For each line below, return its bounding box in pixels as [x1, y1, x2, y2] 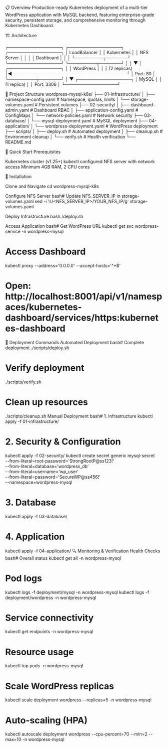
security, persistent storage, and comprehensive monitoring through [5, 17, 146, 23]
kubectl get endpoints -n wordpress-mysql [5, 629, 93, 635]
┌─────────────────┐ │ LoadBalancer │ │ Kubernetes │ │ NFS [5, 50, 149, 55]
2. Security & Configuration [5, 436, 121, 447]
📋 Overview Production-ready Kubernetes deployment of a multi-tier [5, 5, 148, 11]
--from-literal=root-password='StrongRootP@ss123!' [5, 458, 114, 464]
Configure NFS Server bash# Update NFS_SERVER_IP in [5, 193, 121, 199]
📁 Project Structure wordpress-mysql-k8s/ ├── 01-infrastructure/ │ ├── [5, 91, 155, 97]
